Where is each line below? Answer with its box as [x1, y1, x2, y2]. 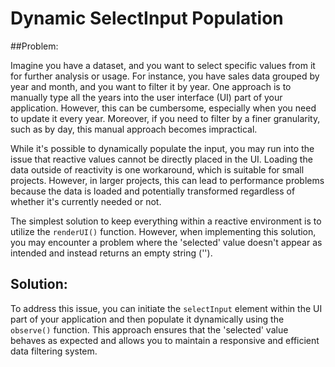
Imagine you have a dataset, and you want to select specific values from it [10, 59, 316, 71]
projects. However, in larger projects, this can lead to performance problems [10, 174, 325, 186]
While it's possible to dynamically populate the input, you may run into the [10, 142, 315, 154]
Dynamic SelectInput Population [10, 7, 284, 30]
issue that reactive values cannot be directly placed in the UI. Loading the [10, 153, 313, 165]
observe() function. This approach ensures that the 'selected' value [10, 323, 289, 336]
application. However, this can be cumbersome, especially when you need [10, 102, 317, 114]
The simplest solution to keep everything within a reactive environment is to [10, 215, 322, 227]
